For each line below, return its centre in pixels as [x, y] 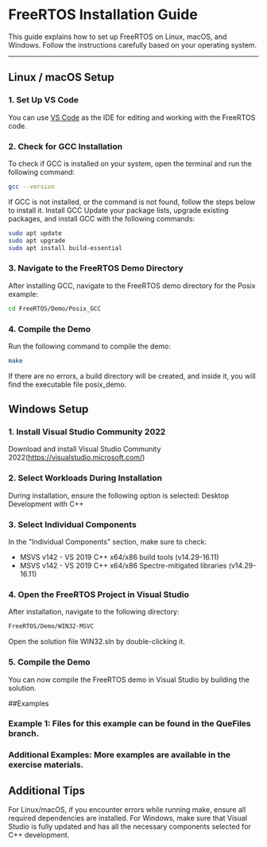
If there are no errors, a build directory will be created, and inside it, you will [132, 375]
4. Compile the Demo [50, 329]
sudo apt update [35, 233]
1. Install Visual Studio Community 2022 [87, 432]
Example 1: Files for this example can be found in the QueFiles [130, 724]
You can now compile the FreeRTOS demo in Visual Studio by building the [129, 680]
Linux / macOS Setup [61, 77]
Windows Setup [48, 409]
